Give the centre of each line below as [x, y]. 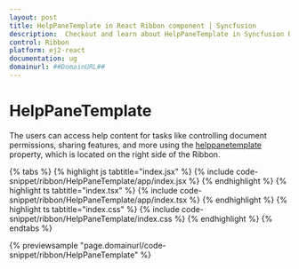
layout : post [33, 17]
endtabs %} [31, 228]
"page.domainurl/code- [123, 245]
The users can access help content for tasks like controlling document [138, 135]
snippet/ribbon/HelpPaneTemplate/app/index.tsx [98, 200]
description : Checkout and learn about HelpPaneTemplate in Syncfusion [147, 34]
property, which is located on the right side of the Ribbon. [115, 154]
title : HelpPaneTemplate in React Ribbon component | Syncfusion [133, 26]
